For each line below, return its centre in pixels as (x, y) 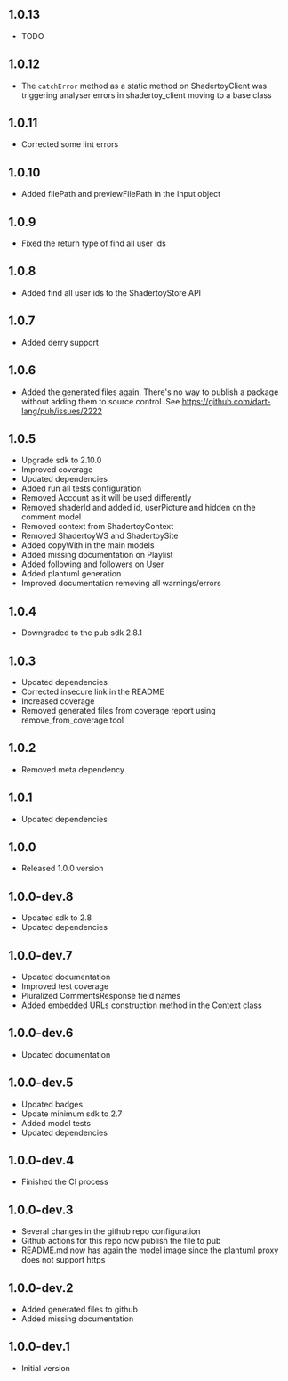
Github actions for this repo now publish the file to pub (121, 1241)
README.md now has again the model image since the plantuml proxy (150, 1250)
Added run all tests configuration (81, 488)
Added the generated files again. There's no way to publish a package (150, 392)
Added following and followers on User (92, 564)
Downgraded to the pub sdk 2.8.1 (82, 633)
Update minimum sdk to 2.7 (72, 1114)
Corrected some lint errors (70, 144)
